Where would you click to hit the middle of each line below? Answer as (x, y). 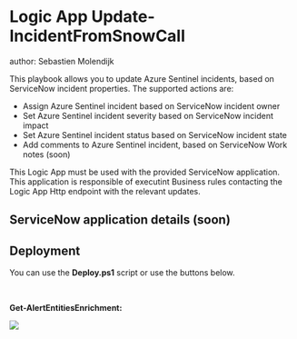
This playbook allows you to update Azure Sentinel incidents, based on (142, 78)
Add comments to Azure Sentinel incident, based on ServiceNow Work (155, 145)
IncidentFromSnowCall (98, 36)
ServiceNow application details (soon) (120, 220)
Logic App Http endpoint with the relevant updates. (105, 191)
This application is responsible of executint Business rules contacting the (146, 181)
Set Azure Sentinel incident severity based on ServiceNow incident (148, 115)
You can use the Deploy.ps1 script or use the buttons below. (122, 273)
